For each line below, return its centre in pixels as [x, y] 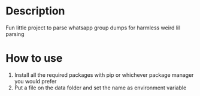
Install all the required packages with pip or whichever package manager [104, 75]
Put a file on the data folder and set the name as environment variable [100, 88]
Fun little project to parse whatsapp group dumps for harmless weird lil [93, 28]
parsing [15, 34]
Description [35, 11]
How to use [34, 58]
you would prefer [35, 81]
